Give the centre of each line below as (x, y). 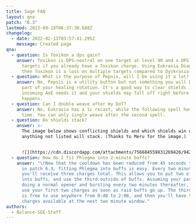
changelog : (19, 33)
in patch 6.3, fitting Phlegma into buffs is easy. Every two (99, 168)
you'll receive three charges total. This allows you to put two (102, 174)
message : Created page (44, 44)
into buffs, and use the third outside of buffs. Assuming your (101, 180)
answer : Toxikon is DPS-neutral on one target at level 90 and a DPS (103, 60)
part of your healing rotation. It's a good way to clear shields (104, 88)
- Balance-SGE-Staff (36, 212)
